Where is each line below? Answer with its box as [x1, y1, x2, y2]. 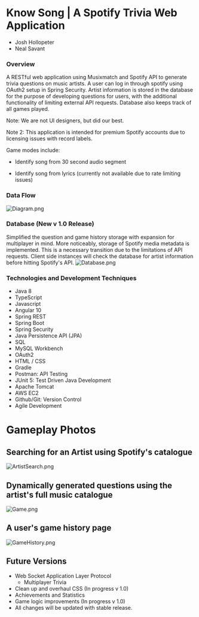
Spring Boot [14, 320, 45, 327]
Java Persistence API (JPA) [14, 332, 82, 339]
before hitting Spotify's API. [6, 258, 74, 266]
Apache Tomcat [14, 383, 54, 390]
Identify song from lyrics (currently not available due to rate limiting [14, 170, 181, 177]
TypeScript [14, 294, 42, 301]
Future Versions [6, 556, 67, 567]
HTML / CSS [14, 357, 46, 365]
